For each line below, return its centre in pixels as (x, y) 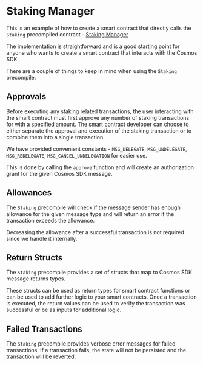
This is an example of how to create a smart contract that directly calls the (99, 28)
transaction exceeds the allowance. (51, 220)
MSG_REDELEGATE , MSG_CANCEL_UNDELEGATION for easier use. (77, 155)
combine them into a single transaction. (55, 137)
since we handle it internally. (42, 238)
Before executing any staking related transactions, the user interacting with (100, 111)
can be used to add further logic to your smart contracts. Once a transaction (101, 297)
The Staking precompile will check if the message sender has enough (93, 207)
